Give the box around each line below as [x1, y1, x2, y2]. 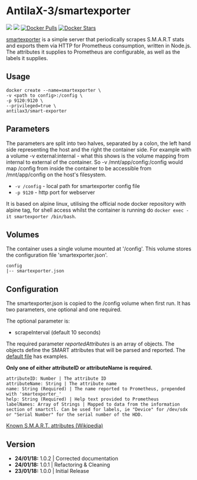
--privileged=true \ [6, 103, 57, 109]
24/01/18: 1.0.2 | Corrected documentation [14, 455, 119, 462]
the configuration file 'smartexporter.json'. [6, 252, 108, 259]
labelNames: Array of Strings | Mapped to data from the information [6, 402, 181, 407]
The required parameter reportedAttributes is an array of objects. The [6, 340, 175, 347]
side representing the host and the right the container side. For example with [6, 146, 192, 153]
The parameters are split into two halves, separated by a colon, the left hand [6, 140, 191, 147]
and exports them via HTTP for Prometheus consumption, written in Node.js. [6, 42, 192, 49]
